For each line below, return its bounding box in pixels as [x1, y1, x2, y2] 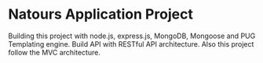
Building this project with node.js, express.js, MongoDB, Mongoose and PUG [8, 31, 256, 40]
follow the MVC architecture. [8, 47, 100, 57]
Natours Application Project [8, 5, 194, 23]
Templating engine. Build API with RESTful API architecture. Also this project [8, 39, 254, 48]
